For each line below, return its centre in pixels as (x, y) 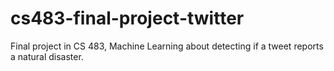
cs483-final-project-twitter (127, 18)
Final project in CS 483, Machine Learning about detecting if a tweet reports (167, 46)
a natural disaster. (47, 56)
